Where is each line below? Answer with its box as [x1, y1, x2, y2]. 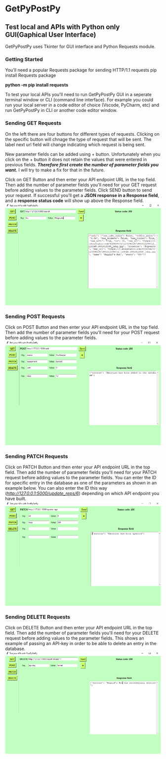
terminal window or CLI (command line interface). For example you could [5, 97, 154, 103]
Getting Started [5, 55, 43, 62]
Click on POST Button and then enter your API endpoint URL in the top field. [5, 324, 159, 330]
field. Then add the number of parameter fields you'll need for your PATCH [5, 469, 157, 475]
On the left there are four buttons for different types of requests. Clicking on [5, 131, 160, 137]
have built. [5, 496, 27, 502]
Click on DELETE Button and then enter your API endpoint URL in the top [5, 625, 152, 631]
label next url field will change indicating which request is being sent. [5, 142, 146, 148]
